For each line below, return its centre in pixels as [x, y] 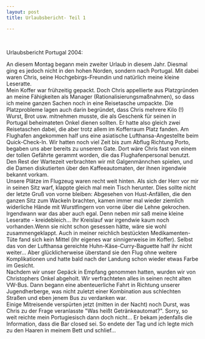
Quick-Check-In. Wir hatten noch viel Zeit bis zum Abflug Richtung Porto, [98, 142]
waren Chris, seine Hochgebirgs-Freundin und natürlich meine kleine [93, 77]
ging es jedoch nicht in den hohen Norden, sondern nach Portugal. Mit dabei [103, 70]
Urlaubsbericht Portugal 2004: [45, 52]
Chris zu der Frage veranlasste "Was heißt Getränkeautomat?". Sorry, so [97, 311]
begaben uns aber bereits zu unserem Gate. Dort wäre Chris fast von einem [102, 148]
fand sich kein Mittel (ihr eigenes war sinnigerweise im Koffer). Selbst [106, 239]
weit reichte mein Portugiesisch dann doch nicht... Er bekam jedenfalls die [99, 317]
